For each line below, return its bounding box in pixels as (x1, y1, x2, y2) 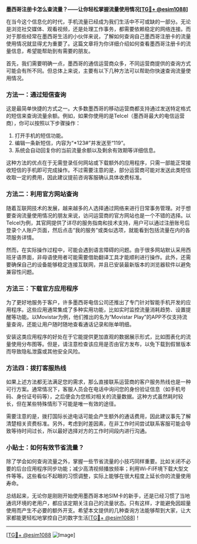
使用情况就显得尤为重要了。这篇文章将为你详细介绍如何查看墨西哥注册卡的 (6, 40, 186, 47)
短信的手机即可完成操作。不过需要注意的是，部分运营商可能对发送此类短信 (11, 166, 191, 174)
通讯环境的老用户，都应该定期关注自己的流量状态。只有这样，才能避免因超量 (6, 499, 191, 506)
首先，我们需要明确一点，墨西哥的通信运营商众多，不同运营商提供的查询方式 (6, 60, 191, 67)
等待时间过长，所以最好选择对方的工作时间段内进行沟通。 (11, 427, 150, 434)
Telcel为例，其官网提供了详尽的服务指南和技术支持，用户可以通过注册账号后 (6, 219, 191, 226)
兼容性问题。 (6, 268, 37, 275)
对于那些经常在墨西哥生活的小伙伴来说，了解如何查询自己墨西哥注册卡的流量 (6, 33, 191, 40)
